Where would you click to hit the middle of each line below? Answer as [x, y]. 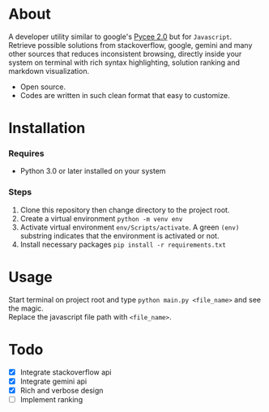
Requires [26, 153]
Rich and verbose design [62, 390]
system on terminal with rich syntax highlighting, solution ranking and [124, 62]
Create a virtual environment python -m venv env [101, 218]
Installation [47, 129]
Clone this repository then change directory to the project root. [125, 210]
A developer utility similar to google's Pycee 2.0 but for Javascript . [120, 36]
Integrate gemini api [53, 381]
